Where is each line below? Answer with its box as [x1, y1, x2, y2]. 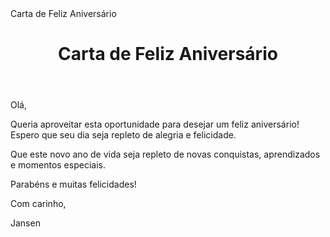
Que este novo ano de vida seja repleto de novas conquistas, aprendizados [10, 148, 321, 161]
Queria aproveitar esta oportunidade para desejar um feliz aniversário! [10, 118, 300, 131]
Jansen [10, 217, 41, 229]
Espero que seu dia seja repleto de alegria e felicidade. [10, 129, 237, 141]
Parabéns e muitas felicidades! [10, 178, 137, 191]
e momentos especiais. [10, 159, 106, 171]
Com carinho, [10, 198, 67, 210]
